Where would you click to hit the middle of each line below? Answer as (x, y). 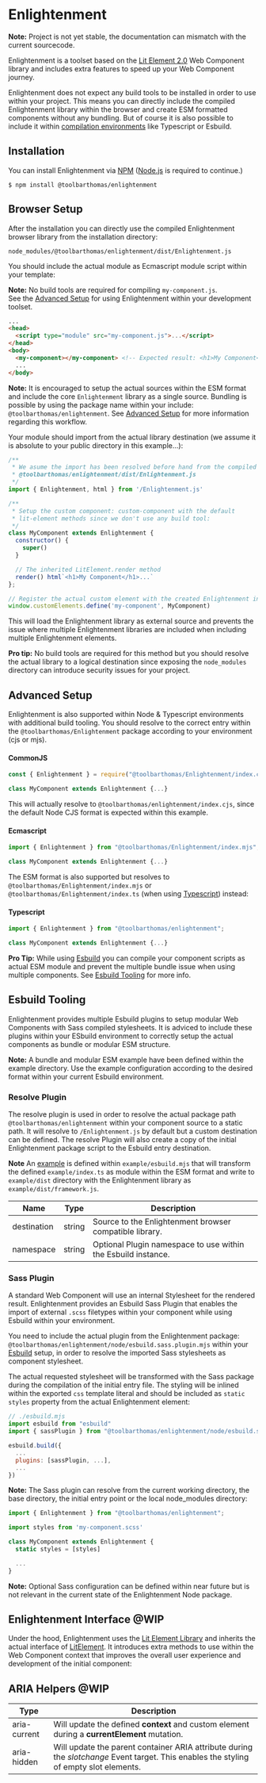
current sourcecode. (42, 44)
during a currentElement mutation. (118, 1735)
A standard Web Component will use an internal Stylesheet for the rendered (132, 1295)
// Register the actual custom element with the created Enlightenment (129, 599)
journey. (21, 77)
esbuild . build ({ (35, 1446)
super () (35, 548)
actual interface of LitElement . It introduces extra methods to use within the (131, 1647)
